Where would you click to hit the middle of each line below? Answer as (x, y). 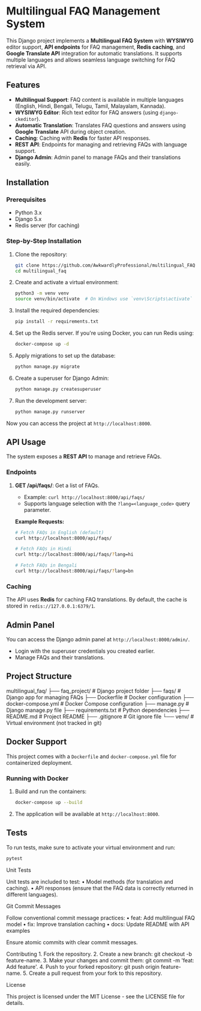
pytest (14, 858)
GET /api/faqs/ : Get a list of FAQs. (57, 485)
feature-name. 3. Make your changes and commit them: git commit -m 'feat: (100, 960)
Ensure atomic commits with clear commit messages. (72, 942)
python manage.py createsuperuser (58, 389)
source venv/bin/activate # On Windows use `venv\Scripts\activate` (104, 299)
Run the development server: (51, 400)
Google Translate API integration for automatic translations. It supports (94, 53)
